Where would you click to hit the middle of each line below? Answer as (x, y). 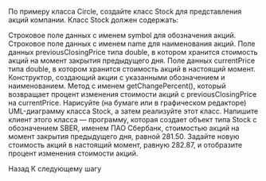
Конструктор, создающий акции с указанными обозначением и (117, 77)
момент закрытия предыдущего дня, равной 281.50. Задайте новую (124, 137)
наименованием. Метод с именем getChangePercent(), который (117, 86)
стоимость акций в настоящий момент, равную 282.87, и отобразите (125, 145)
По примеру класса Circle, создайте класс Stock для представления (125, 12)
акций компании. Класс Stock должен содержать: (94, 20)
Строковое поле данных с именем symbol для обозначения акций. (122, 35)
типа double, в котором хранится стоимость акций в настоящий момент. (132, 69)
